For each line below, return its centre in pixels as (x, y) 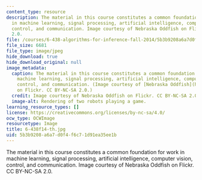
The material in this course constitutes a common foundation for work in (96, 152)
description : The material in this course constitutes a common (88, 17)
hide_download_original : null (44, 62)
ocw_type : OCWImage (31, 118)
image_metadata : (26, 68)
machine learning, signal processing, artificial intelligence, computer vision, (99, 158)
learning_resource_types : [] (43, 107)
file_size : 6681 (26, 46)
